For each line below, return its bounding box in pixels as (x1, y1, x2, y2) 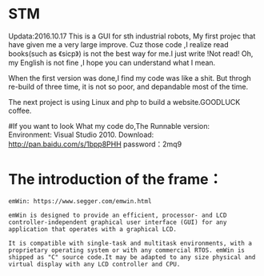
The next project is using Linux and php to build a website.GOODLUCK (8, 97, 241, 106)
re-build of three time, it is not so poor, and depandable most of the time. (8, 82, 249, 91)
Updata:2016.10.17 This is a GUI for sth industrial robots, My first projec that (8, 31, 256, 41)
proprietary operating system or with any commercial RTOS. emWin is (8, 246, 246, 254)
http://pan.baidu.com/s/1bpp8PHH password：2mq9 (8, 139, 182, 149)
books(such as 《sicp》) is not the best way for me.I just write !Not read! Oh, (8, 49, 254, 58)
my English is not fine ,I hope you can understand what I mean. (8, 58, 216, 67)
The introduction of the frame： (8, 170, 222, 189)
